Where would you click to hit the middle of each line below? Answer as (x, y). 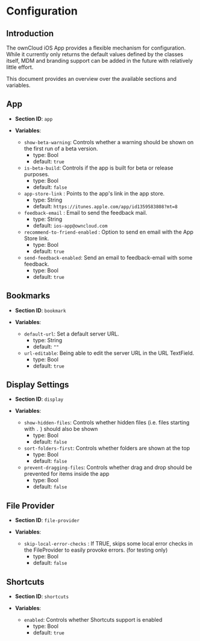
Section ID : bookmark (40, 310)
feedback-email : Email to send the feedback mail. (86, 212)
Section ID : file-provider (47, 520)
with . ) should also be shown (61, 429)
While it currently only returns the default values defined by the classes (95, 54)
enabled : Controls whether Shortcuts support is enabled (93, 620)
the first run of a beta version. (61, 148)
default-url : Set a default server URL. (71, 334)
